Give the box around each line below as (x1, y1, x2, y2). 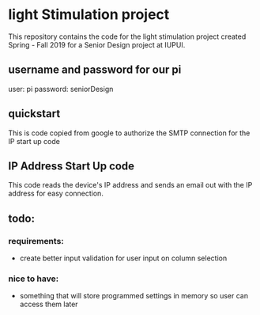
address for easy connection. (8, 188, 104, 199)
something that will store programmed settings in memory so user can (19, 291, 249, 301)
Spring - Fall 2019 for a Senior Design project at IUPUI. (8, 40, 186, 49)
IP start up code (8, 136, 61, 146)
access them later (19, 299, 78, 309)
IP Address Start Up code (8, 159, 135, 173)
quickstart (8, 107, 61, 120)
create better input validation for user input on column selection (19, 253, 228, 263)
